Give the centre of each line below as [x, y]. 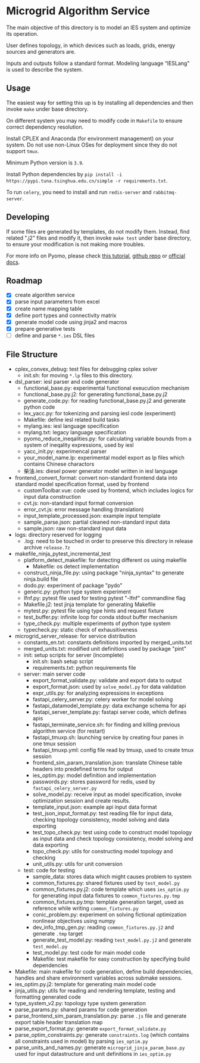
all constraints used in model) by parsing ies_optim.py [81, 1041]
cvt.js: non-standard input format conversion [79, 503]
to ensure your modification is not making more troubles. [76, 244]
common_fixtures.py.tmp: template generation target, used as [108, 902]
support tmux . [23, 151]
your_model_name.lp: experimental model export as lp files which [104, 458]
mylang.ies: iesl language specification [71, 426]
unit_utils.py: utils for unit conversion [78, 864]
